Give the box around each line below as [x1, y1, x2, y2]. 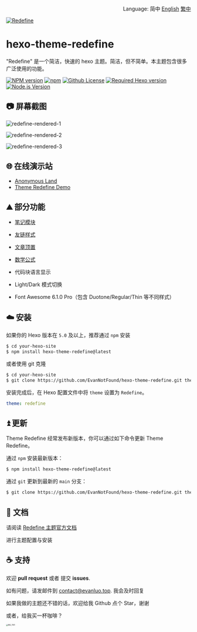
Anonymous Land [14, 177, 57, 184]
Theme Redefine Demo [14, 183, 71, 190]
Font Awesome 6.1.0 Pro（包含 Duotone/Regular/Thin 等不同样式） [14, 294, 175, 301]
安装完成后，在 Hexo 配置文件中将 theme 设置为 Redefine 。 [6, 389, 148, 396]
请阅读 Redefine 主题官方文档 [6, 524, 77, 531]
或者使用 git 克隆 [6, 360, 46, 367]
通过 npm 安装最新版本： [6, 455, 63, 462]
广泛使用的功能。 [6, 65, 47, 72]
